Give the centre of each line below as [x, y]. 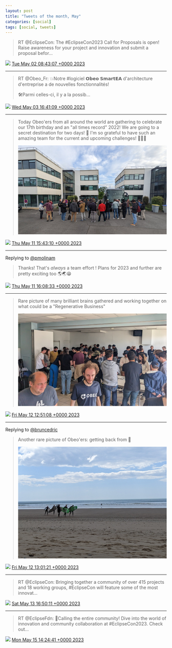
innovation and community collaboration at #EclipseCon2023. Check [90, 623]
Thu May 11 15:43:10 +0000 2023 [47, 243]
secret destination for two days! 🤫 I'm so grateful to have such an [87, 133]
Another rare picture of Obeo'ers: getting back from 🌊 [74, 440]
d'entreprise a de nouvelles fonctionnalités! [63, 84]
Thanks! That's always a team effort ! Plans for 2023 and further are [90, 268]
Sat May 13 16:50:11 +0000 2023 [46, 603]
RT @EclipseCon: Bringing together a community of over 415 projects [91, 582]
